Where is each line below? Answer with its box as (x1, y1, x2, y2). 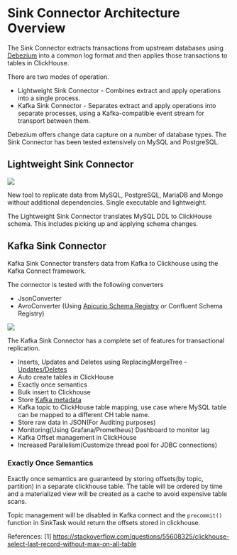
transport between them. (17, 116, 91, 125)
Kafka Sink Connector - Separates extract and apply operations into (17, 101, 216, 109)
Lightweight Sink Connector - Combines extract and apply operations (17, 86, 221, 95)
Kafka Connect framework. (7, 266, 87, 275)
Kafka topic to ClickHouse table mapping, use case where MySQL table (17, 403, 227, 411)
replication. (7, 343, 40, 352)
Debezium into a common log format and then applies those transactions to (7, 51, 228, 60)
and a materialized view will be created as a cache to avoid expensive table (7, 489, 228, 498)
